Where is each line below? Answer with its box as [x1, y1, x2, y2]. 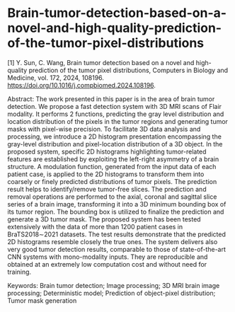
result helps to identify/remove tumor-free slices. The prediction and [7, 185, 207, 193]
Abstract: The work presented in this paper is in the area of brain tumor [7, 94, 215, 103]
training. [7, 267, 32, 276]
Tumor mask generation [7, 296, 77, 305]
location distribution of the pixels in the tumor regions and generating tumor [7, 117, 229, 125]
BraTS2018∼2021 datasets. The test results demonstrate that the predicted [7, 230, 227, 238]
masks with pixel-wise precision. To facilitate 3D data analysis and [7, 125, 201, 133]
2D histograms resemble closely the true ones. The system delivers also [7, 237, 218, 245]
